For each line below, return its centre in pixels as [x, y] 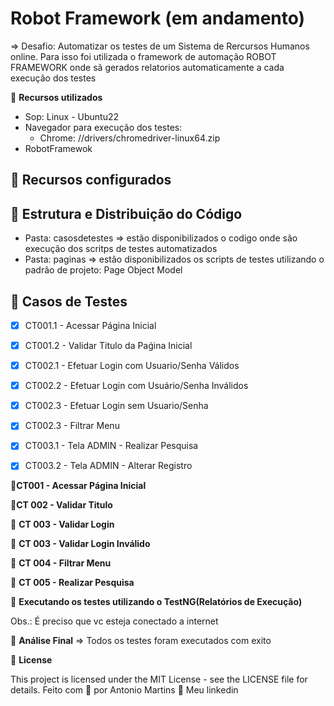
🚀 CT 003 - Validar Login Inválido [80, 544]
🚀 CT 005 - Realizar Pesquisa [72, 583]
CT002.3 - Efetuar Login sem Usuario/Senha [116, 406]
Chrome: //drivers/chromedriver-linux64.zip [130, 138]
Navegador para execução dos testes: [103, 127]
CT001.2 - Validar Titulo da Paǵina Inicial [108, 346]
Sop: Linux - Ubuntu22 [72, 116]
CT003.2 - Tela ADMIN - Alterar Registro [108, 466]
